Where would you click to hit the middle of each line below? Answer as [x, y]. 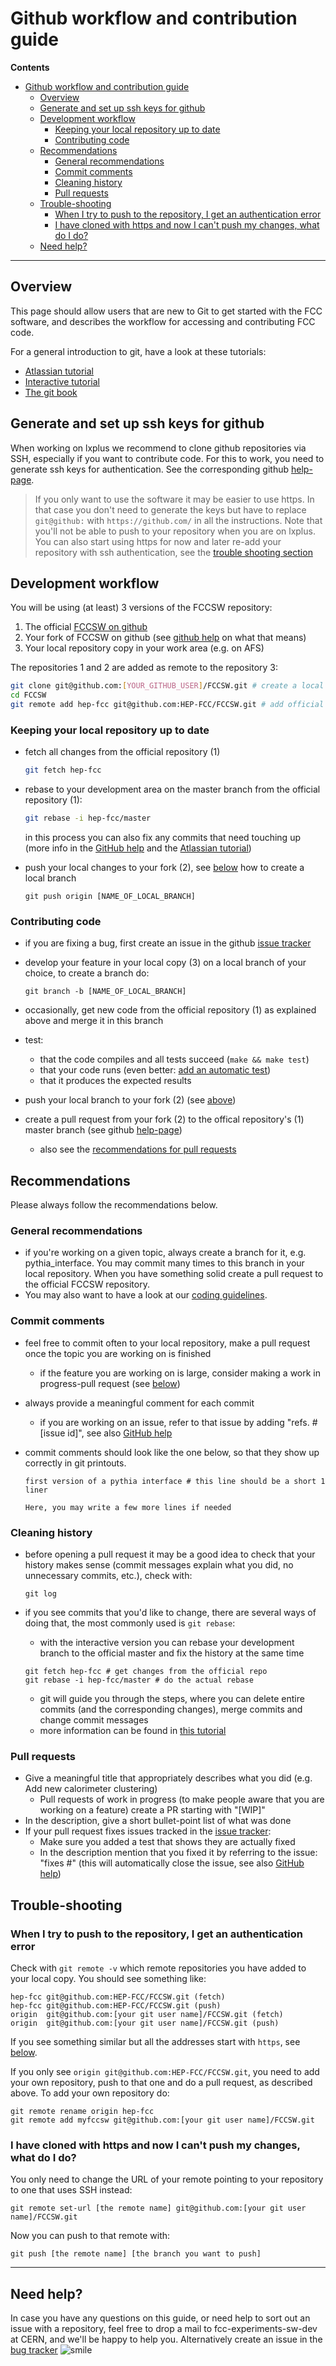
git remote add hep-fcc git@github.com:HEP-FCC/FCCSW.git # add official [167, 705]
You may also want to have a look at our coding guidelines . [146, 1295]
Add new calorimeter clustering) [91, 1789]
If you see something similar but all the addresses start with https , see [155, 2042]
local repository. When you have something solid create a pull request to [174, 1274]
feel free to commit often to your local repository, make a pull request [167, 1343]
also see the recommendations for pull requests [138, 1149]
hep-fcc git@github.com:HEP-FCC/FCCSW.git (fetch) [118, 1997]
